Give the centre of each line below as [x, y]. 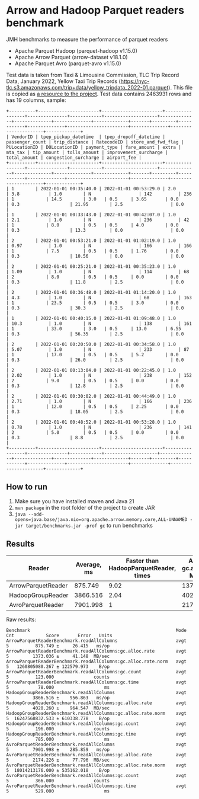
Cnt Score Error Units [59, 635]
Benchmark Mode [96, 630]
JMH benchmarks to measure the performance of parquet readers [87, 39]
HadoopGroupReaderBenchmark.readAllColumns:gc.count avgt [96, 724]
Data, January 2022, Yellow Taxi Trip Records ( [64, 81]
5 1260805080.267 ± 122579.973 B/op [58, 667]
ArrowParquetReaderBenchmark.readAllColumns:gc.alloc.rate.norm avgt [96, 661]
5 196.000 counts [58, 729]
